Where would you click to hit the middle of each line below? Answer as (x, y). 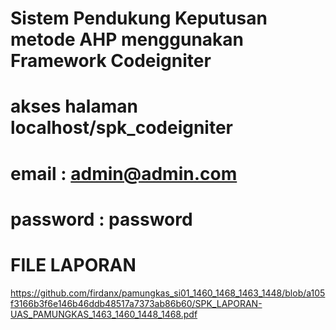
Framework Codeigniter (111, 61)
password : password (101, 219)
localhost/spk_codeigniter (122, 128)
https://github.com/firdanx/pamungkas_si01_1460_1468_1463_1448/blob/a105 (168, 293)
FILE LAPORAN (73, 264)
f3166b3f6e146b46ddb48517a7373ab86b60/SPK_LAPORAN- (136, 303)
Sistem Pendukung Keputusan (139, 18)
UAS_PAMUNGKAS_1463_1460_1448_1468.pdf (104, 314)
